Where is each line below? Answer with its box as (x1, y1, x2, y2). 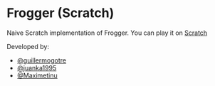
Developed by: (6, 42, 49, 50)
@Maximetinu (16, 71, 58, 80)
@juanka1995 (16, 63, 57, 72)
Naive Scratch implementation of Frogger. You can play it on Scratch (6, 28, 208, 37)
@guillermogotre (16, 55, 67, 65)
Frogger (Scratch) (6, 5, 115, 21)
